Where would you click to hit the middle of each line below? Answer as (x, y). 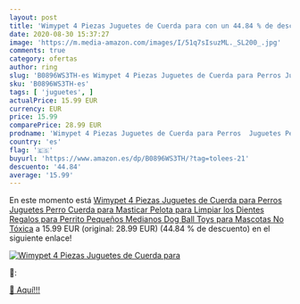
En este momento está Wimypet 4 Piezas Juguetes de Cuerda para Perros (146, 201)
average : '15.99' (42, 175)
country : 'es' (36, 142)
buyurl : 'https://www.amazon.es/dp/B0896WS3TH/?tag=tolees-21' (129, 158)
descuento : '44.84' (46, 167)
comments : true (37, 51)
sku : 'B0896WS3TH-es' (50, 84)
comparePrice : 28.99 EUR (55, 126)
